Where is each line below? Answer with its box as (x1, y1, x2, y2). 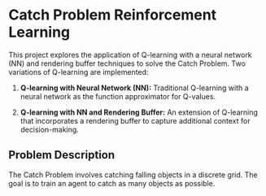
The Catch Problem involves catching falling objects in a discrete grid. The (8, 169, 258, 180)
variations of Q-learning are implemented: (8, 67, 149, 76)
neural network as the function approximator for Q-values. (20, 91, 216, 101)
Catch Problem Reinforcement (8, 6, 217, 24)
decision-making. (20, 124, 79, 134)
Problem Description (8, 148, 116, 162)
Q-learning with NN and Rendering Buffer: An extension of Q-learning (20, 107, 259, 117)
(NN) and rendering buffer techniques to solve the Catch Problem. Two (8, 59, 246, 68)
